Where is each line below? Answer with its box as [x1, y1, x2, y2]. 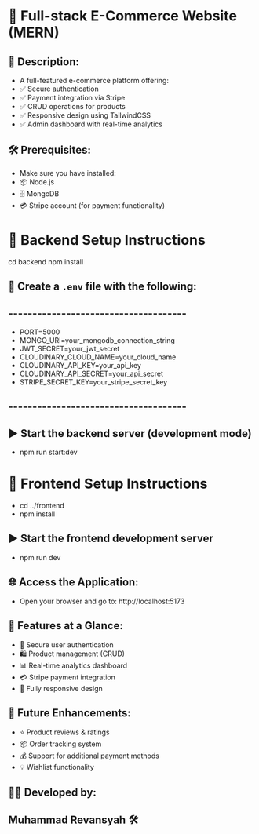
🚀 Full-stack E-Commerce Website [8, 7, 238, 25]
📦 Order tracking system [19, 739, 102, 748]
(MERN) [8, 24, 60, 42]
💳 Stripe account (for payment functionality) [19, 200, 165, 210]
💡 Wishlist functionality [19, 763, 94, 772]
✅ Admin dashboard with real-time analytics [19, 119, 163, 129]
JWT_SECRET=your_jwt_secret [19, 344, 120, 353]
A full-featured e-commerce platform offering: [19, 76, 169, 85]
